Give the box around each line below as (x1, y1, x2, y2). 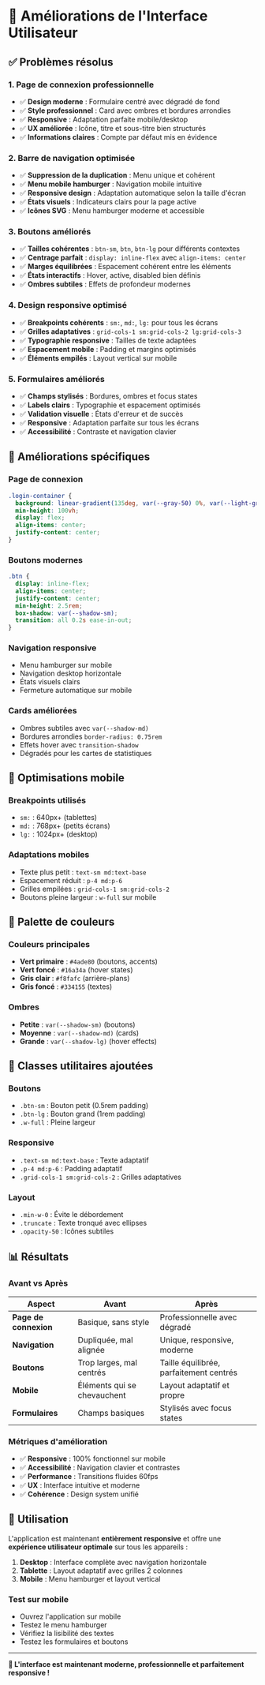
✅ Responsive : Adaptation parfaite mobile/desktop (19, 114, 188, 124)
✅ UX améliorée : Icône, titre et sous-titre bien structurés (19, 123, 207, 133)
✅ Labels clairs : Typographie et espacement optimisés (19, 400, 201, 410)
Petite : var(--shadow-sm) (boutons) (19, 1020, 136, 1029)
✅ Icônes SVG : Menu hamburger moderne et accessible (19, 206, 205, 215)
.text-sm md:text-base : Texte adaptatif (19, 1155, 149, 1165)
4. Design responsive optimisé (8, 300, 128, 311)
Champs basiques (77, 1407, 144, 1418)
